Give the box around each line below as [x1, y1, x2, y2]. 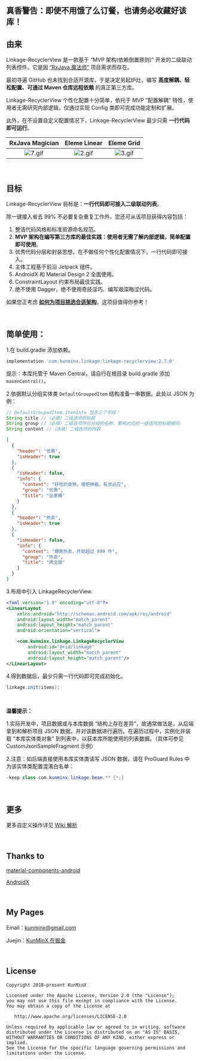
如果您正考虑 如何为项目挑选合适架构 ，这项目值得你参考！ [6, 298, 149, 306]
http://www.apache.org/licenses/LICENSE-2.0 [14, 1013, 127, 1020]
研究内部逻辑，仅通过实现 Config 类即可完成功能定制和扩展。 [26, 104, 177, 111]
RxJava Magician [9, 139, 59, 147]
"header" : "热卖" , [17, 515, 61, 521]
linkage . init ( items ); [6, 684, 60, 690]
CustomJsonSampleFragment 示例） [6, 742, 97, 750]
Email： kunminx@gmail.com [6, 924, 76, 931]
